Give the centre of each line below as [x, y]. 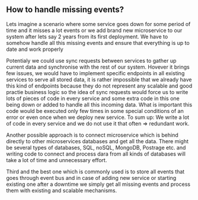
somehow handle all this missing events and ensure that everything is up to [98, 43]
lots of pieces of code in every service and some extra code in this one [93, 98]
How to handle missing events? [65, 10]
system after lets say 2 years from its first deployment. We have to [87, 36]
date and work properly [35, 49]
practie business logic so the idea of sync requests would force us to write [97, 92]
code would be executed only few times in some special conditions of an [95, 111]
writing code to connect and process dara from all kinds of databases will [96, 154]
